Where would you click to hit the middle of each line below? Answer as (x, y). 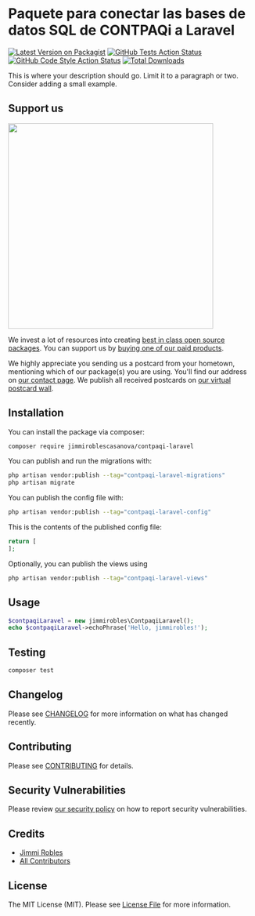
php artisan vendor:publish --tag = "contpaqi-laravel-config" (110, 512)
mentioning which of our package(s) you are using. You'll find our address (127, 371)
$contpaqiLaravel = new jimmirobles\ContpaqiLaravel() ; (101, 620)
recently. (22, 722)
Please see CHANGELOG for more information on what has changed (118, 714)
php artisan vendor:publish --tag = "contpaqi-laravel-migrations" (117, 475)
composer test (31, 671)
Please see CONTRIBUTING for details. (71, 765)
